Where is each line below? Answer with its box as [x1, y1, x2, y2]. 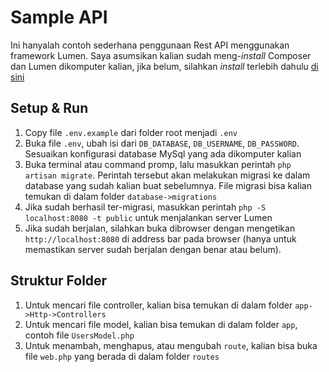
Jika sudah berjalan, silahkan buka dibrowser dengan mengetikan [24, 222, 296, 234]
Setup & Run [10, 100, 89, 117]
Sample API [10, 6, 108, 29]
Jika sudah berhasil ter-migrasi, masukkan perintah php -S [24, 201, 267, 213]
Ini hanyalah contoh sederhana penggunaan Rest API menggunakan [10, 39, 290, 51]
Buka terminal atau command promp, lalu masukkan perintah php [24, 158, 292, 170]
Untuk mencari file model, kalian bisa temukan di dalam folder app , [24, 318, 298, 330]
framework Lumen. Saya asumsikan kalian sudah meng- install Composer [10, 49, 312, 61]
